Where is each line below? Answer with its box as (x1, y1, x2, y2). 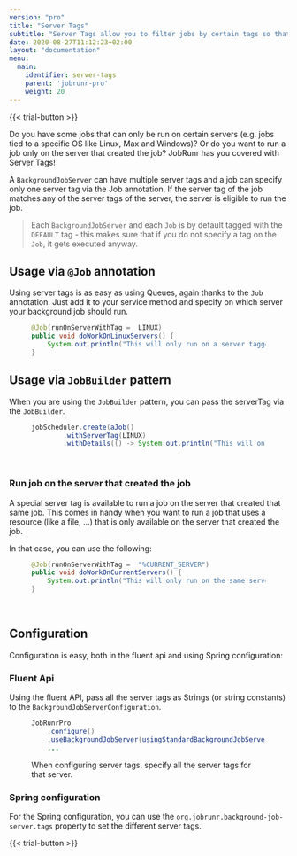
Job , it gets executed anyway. (30, 238, 139, 249)
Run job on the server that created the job (9, 478, 192, 490)
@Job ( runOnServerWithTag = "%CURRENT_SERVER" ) (31, 560, 210, 569)
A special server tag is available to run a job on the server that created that (9, 497, 281, 508)
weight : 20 (25, 87, 65, 96)
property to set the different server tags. (54, 821, 202, 831)
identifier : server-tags (25, 71, 117, 80)
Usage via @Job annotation (9, 263, 156, 279)
